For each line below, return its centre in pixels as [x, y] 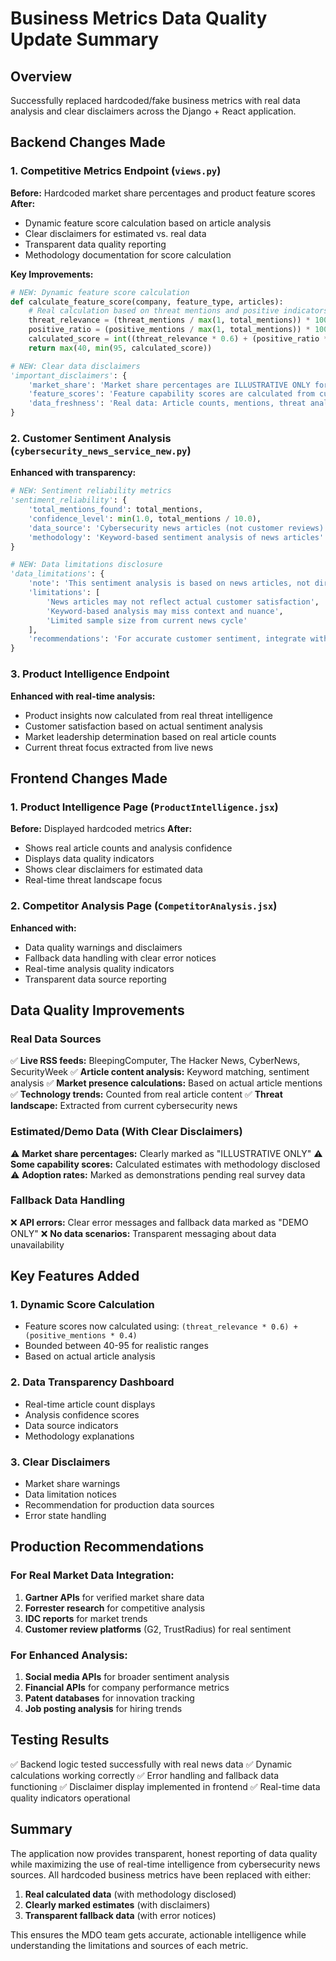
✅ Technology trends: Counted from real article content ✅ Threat [146, 1094]
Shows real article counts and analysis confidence [128, 848]
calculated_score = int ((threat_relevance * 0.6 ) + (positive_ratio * [178, 339]
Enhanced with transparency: [73, 473]
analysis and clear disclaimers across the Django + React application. [153, 111]
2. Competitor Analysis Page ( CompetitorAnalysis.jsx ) [144, 906]
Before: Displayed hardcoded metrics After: [101, 829]
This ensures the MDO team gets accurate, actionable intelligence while [158, 1934]
